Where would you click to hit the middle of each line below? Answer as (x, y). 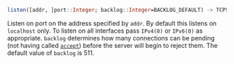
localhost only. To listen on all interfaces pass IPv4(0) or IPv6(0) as (105, 31)
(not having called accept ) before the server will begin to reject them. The (112, 45)
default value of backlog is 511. (51, 53)
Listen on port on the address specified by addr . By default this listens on (112, 23)
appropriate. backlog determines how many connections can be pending (111, 38)
